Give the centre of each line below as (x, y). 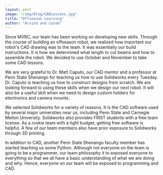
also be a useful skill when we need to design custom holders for (70, 93)
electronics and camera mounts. (37, 98)
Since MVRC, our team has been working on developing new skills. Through (81, 37)
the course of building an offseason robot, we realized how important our (78, 42)
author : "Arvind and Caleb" (34, 23)
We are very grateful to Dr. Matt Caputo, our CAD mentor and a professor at (81, 72)
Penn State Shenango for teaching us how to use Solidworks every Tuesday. (81, 77)
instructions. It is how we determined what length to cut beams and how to (80, 52)
